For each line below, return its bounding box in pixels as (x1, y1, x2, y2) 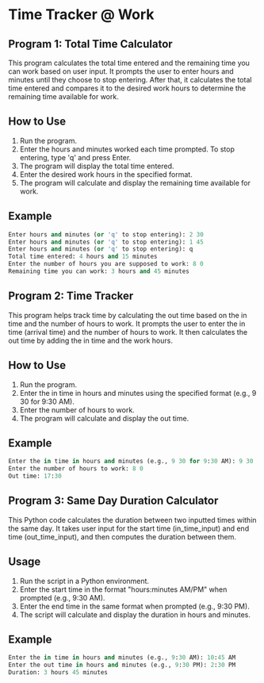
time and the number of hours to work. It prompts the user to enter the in (8, 319, 246, 328)
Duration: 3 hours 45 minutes (8, 669, 109, 677)
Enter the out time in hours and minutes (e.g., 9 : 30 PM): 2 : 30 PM (8, 661, 236, 670)
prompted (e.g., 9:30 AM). (19, 593, 105, 602)
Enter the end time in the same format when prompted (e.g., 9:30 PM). (19, 601, 250, 611)
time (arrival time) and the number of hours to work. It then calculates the (8, 327, 248, 336)
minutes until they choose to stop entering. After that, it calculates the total (8, 75, 252, 84)
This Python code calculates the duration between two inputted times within (8, 515, 257, 524)
